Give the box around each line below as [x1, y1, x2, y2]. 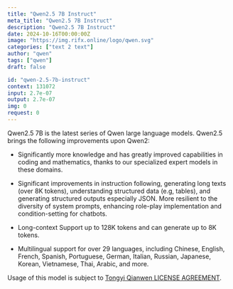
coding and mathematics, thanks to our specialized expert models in [17, 157, 218, 166]
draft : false [7, 63, 46, 70]
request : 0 [7, 110, 40, 117]
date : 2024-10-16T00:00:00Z [7, 30, 91, 38]
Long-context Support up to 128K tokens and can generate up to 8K [17, 223, 217, 231]
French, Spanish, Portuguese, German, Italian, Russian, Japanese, [17, 252, 212, 261]
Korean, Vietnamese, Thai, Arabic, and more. [17, 259, 149, 268]
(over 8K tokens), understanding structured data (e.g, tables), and [17, 186, 211, 195]
